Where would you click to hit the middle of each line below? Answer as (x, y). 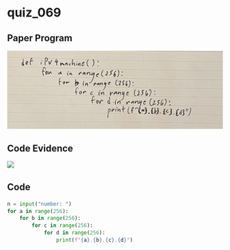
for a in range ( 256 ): (38, 211)
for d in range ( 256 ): (75, 233)
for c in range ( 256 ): (63, 226)
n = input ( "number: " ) (39, 204)
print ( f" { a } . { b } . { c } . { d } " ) (94, 240)
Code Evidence (40, 148)
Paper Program (40, 38)
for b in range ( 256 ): (50, 218)
